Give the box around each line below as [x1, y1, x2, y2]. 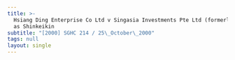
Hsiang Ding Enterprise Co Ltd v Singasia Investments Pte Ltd [13, 17, 201, 23]
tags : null [7, 36, 39, 43]
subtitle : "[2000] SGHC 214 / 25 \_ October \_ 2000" [7, 29, 155, 37]
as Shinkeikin [13, 23, 55, 30]
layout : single [7, 42, 52, 49]
